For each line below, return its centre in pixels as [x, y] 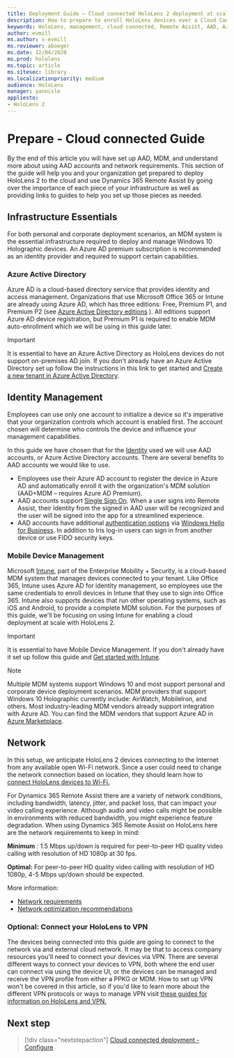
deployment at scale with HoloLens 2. [61, 623]
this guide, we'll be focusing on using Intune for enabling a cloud [100, 615]
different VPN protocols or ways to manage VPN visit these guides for [107, 994]
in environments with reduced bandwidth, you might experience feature [110, 818]
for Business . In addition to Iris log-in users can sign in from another [115, 530]
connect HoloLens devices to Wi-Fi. [58, 782]
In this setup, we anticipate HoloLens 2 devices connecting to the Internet [113, 760]
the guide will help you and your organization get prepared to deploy [106, 173]
